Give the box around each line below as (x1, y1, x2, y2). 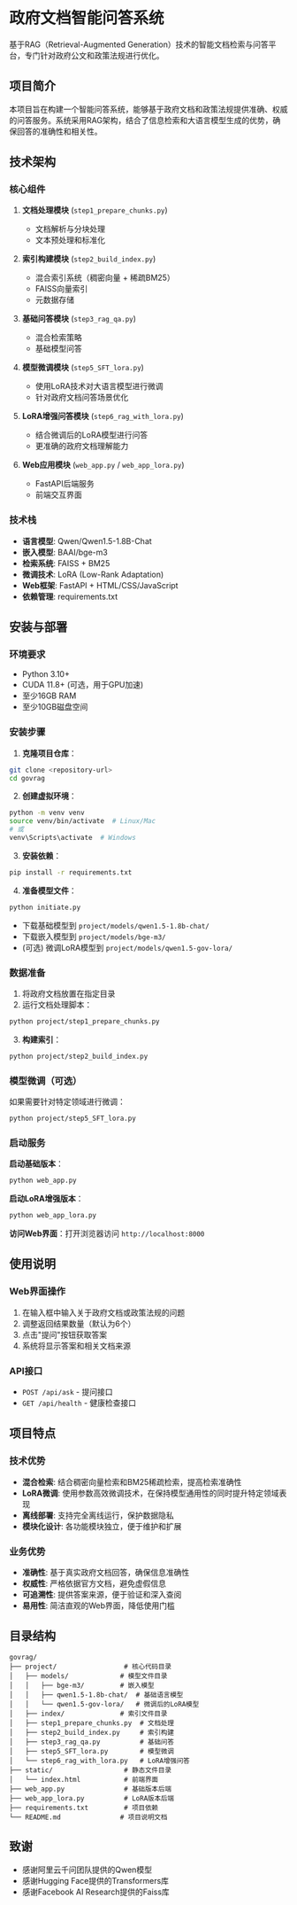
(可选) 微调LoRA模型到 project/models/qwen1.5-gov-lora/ (21, 942, 232, 952)
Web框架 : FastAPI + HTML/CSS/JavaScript (21, 579, 179, 590)
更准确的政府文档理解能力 (34, 440, 129, 452)
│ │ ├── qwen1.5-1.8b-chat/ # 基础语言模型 (9, 1690, 184, 1699)
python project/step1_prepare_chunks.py (9, 1017, 161, 1026)
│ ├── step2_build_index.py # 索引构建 (9, 1728, 175, 1737)
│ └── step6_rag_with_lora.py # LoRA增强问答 (9, 1756, 190, 1765)
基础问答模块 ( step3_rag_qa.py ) (21, 314, 137, 324)
